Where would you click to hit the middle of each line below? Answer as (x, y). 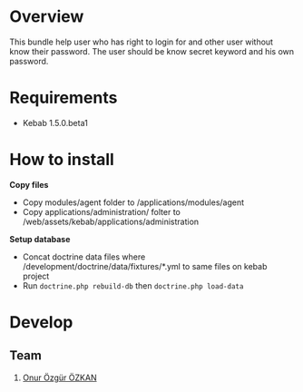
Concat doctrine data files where (84, 257)
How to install (62, 160)
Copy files (29, 184)
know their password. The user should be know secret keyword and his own (152, 51)
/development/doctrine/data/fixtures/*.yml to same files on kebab (145, 266)
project (36, 276)
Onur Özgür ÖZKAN (59, 377)
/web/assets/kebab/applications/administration (111, 221)
